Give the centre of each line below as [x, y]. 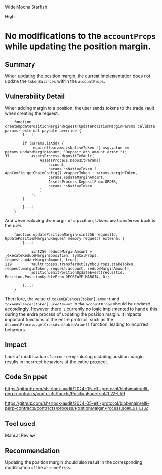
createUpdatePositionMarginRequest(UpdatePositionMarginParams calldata [80, 126]
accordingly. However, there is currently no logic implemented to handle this [81, 309]
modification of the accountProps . [38, 468]
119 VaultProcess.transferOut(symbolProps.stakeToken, [70, 264]
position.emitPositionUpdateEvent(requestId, [78, 272]
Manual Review [20, 435]
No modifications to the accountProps [81, 36]
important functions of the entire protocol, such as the [59, 319]
